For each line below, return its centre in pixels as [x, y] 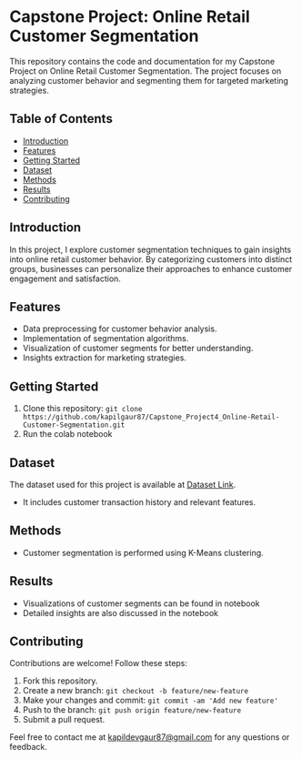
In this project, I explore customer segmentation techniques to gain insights [151, 249]
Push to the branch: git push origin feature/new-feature [132, 710]
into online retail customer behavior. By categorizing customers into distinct [151, 259]
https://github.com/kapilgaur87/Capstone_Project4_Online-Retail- [151, 417]
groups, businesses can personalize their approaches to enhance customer [151, 268]
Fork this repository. [60, 681]
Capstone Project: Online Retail [130, 17]
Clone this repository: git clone [82, 409]
